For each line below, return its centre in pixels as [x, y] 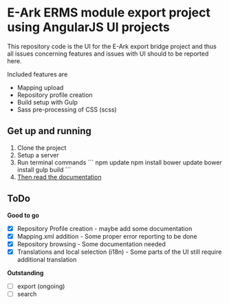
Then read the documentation [59, 177]
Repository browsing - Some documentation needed [91, 244]
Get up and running [49, 131]
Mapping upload [40, 87]
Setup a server [38, 155]
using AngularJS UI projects [88, 27]
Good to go [23, 215]
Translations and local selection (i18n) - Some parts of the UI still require [119, 252]
